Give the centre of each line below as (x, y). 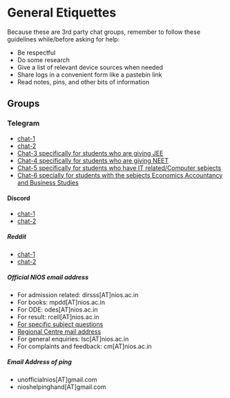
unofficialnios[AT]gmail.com (57, 379)
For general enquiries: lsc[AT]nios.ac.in (73, 339)
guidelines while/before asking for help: (64, 39)
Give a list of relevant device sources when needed (90, 67)
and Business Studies (48, 182)
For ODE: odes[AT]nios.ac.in (57, 310)
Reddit (17, 237)
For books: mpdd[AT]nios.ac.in (61, 302)
